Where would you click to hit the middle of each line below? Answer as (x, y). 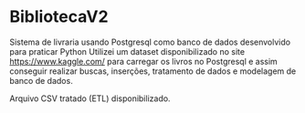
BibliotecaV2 (59, 17)
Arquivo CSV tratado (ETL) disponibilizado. (90, 98)
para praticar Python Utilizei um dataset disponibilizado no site (127, 51)
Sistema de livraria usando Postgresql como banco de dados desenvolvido (150, 42)
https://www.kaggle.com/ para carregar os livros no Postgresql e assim (144, 61)
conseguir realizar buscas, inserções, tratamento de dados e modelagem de (153, 71)
